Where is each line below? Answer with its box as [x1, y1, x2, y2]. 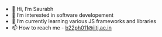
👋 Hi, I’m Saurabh [11, 6, 54, 12]
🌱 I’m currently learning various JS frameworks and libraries [11, 18, 157, 24]
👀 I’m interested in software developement [11, 12, 114, 18]
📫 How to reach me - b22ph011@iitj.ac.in [11, 24, 112, 31]
